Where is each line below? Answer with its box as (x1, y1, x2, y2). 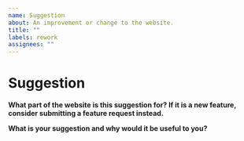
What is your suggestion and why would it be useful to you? (8, 124, 208, 133)
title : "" (8, 26, 41, 34)
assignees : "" (8, 41, 55, 49)
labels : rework (8, 33, 58, 42)
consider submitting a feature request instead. (8, 109, 164, 118)
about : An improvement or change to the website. (8, 19, 175, 27)
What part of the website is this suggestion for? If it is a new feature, (8, 100, 237, 110)
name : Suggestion (8, 11, 65, 20)
